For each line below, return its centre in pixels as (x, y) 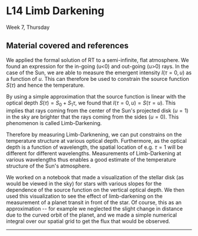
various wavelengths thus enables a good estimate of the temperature (91, 159)
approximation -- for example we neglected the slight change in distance (95, 208)
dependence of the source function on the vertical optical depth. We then (95, 189)
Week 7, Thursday (28, 27)
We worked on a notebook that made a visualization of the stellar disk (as (95, 177)
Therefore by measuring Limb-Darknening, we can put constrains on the (94, 135)
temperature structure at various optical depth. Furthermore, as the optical (96, 140)
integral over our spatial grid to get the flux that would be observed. (88, 221)
